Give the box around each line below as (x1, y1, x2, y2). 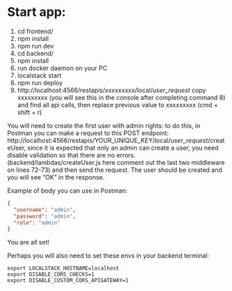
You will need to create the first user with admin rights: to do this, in (7, 121, 201, 130)
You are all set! (7, 238, 50, 247)
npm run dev (17, 42, 54, 50)
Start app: (7, 4, 66, 20)
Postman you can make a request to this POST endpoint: (7, 129, 169, 137)
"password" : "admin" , (13, 213, 76, 220)
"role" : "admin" (13, 219, 60, 226)
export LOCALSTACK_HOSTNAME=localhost (7, 265, 119, 272)
